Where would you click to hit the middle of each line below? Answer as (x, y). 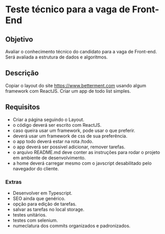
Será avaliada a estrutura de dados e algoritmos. (57, 57)
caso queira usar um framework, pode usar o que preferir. (74, 130)
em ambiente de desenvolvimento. (49, 158)
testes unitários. (30, 215)
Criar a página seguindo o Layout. (48, 120)
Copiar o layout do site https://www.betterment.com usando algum (76, 85)
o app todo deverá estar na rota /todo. (53, 141)
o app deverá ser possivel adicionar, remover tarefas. (69, 147)
